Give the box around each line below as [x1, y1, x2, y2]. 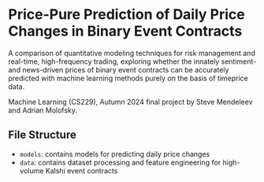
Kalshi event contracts [45, 165, 118, 175]
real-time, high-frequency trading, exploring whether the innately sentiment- [8, 57, 257, 66]
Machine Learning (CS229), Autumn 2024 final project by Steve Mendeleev [8, 97, 254, 106]
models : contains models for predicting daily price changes [19, 149, 210, 158]
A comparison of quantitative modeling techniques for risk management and [8, 48, 256, 58]
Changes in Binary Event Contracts [8, 22, 243, 40]
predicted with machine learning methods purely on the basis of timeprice [8, 73, 248, 83]
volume [19, 165, 44, 175]
